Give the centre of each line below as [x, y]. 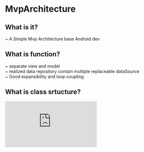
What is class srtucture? [43, 92]
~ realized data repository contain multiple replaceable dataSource [72, 71]
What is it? [21, 27]
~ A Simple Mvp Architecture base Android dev [52, 39]
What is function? [33, 54]
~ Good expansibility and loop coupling [44, 76]
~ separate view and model [32, 66]
